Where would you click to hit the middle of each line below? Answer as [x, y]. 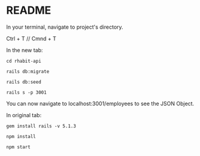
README [29, 10]
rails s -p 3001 [26, 92]
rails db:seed [24, 82]
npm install [21, 136]
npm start [19, 147]
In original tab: [24, 115]
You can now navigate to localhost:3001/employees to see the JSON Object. [100, 103]
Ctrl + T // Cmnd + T [31, 38]
